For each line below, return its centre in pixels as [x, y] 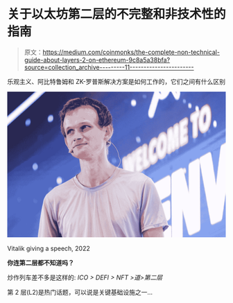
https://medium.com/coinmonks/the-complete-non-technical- [131, 52]
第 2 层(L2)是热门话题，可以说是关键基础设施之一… [80, 292]
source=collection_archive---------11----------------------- [109, 67]
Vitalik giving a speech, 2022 [49, 248]
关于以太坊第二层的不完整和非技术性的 [117, 14]
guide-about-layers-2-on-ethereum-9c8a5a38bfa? [97, 60]
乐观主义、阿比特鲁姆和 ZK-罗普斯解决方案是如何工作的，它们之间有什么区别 [116, 81]
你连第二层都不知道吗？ [41, 262]
